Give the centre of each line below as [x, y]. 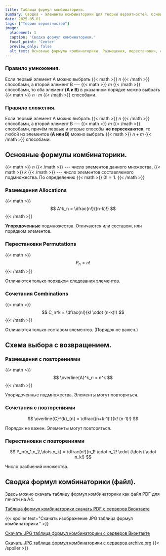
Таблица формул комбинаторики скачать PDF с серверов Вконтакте [77, 509]
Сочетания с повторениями [40, 408]
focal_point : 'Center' [33, 42]
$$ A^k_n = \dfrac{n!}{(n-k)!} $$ [83, 209]
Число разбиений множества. [37, 466]
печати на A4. [20, 499]
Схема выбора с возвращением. [58, 345]
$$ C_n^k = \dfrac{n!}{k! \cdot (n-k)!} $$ [83, 312]
